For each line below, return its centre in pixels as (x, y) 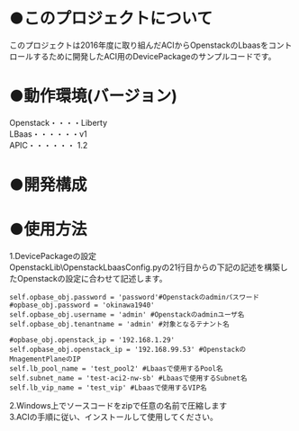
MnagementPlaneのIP (45, 359)
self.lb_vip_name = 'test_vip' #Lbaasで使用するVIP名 (108, 388)
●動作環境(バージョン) (94, 96)
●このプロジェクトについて (111, 18)
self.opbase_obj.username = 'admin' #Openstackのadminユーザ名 (127, 315)
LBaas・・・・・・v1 (48, 134)
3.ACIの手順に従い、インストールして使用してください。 (113, 417)
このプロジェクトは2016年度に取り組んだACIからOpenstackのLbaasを (139, 45)
